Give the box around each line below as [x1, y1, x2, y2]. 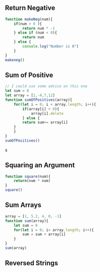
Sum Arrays [5, 201, 42, 209]
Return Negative [5, 4, 56, 12]
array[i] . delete [30, 111, 64, 116]
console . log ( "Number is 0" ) [22, 44, 79, 49]
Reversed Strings [5, 259, 58, 267]
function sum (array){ [5, 218, 49, 223]
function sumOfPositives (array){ [5, 97, 72, 102]
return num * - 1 [22, 26, 55, 31]
